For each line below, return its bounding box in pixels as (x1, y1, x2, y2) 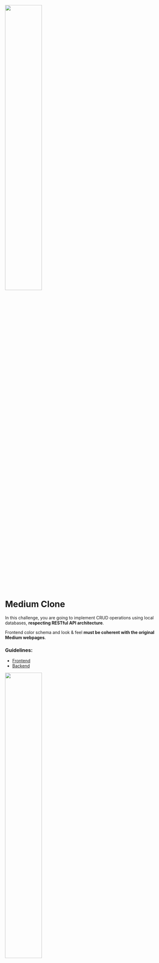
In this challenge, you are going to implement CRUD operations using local (5, 615, 154, 620)
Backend (12, 663, 30, 669)
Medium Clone (5, 599, 66, 610)
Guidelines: (5, 647, 33, 654)
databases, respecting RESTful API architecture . (5, 620, 104, 626)
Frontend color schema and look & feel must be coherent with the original (5, 629, 155, 635)
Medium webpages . (5, 635, 46, 640)
